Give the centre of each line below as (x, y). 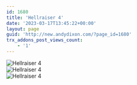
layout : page (23, 29)
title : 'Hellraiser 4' (35, 18)
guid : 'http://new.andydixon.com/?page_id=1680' (69, 35)
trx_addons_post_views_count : (45, 40)
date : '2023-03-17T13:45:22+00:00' (51, 23)
